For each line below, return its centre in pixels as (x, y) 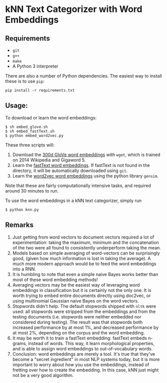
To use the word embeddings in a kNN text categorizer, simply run (73, 200)
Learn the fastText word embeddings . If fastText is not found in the (81, 165)
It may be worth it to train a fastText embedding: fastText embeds (80, 338)
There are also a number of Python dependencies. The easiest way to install (84, 76)
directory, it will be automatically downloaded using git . (70, 170)
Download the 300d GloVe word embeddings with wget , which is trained (86, 154)
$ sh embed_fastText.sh (30, 131)
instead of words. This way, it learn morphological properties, (91, 343)
